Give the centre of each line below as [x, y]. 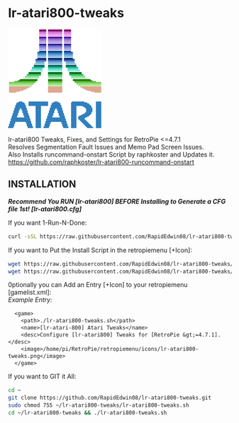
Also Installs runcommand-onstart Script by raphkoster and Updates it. [111, 154]
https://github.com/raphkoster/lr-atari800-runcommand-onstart [101, 162]
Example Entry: [30, 300]
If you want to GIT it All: [42, 376]
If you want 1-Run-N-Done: [48, 222]
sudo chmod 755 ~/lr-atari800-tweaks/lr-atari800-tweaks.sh [99, 405]
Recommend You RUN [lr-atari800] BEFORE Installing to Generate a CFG [117, 201]
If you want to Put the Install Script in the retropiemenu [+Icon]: [100, 250]
